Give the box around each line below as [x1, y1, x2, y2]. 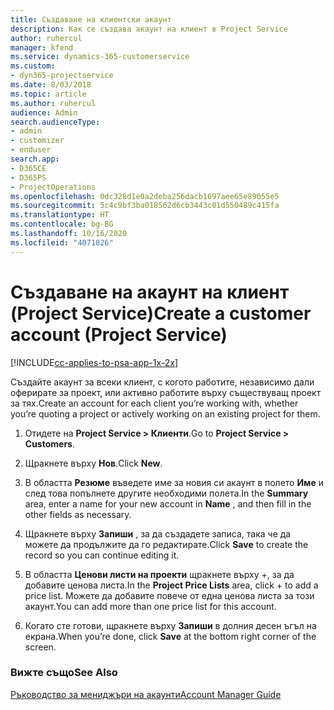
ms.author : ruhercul [10, 98, 97, 108]
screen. [24, 641, 57, 653]
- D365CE [10, 163, 47, 173]
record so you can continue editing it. [24, 549, 180, 561]
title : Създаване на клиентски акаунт [10, 14, 172, 25]
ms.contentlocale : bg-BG [10, 219, 114, 230]
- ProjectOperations [10, 182, 97, 192]
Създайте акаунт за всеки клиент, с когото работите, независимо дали [10, 376, 315, 388]
